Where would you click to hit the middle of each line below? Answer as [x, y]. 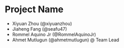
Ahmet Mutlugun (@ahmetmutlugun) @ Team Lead [66, 40]
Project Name [34, 9]
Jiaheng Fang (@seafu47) [40, 29]
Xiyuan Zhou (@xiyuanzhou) [42, 23]
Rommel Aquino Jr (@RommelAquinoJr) [54, 34]
